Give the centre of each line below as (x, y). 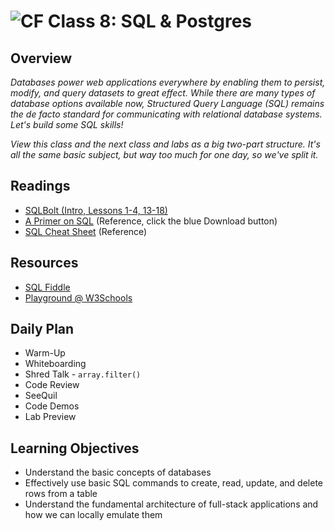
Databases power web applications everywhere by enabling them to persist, (168, 82)
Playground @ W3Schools (78, 297)
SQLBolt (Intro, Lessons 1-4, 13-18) (96, 210)
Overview (41, 58)
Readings (40, 186)
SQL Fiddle (47, 287)
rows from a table (61, 494)
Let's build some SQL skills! (67, 124)
